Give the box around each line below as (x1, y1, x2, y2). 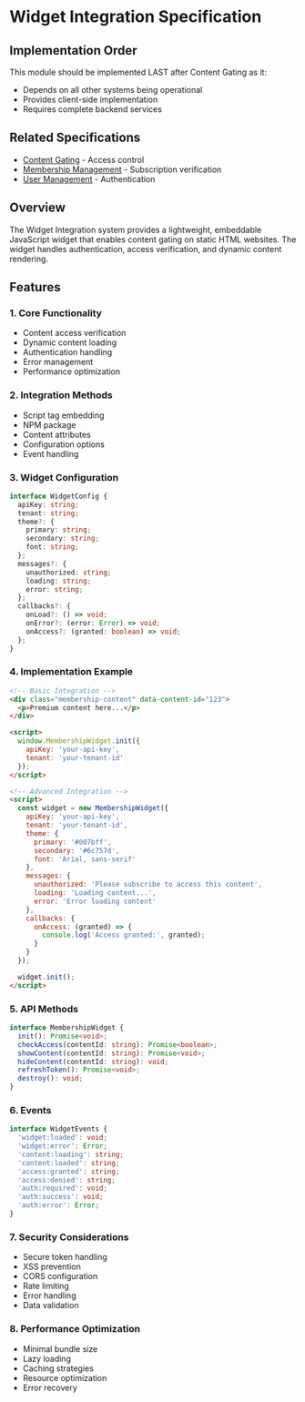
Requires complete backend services (22, 104, 162, 115)
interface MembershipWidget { (9, 1023, 125, 1032)
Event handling (22, 448, 79, 459)
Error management (22, 357, 94, 368)
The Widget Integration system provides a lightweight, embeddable (9, 224, 262, 235)
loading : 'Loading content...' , (33, 889, 157, 898)
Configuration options (22, 439, 105, 450)
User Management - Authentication (22, 173, 156, 184)
